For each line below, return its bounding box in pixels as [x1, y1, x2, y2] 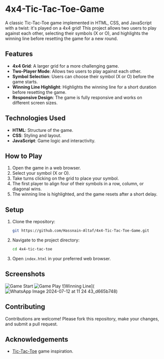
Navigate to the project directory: [12, 237, 80, 243]
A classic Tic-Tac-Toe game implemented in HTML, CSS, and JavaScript [5, 20, 152, 26]
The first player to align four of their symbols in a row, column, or [12, 181, 144, 187]
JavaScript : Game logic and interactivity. [12, 137, 96, 144]
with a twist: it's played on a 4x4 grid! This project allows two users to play [5, 25, 157, 31]
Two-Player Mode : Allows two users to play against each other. [12, 68, 142, 74]
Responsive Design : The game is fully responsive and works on [12, 94, 142, 100]
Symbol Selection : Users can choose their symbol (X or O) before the [12, 73, 154, 80]
